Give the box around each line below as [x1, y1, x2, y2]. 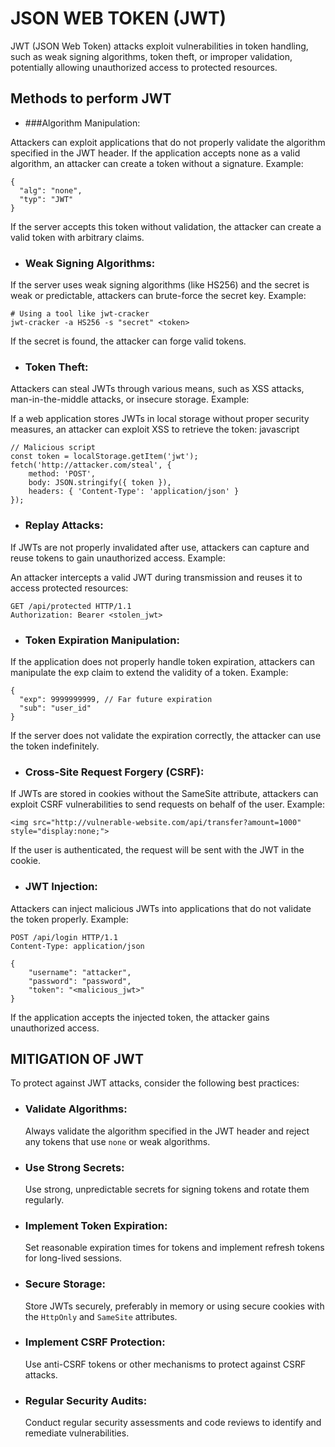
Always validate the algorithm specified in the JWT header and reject [24, 1125, 310, 1137]
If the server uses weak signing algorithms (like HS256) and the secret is [10, 279, 310, 291]
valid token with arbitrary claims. [10, 231, 145, 243]
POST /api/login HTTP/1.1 [10, 932, 118, 942]
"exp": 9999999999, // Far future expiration [19, 694, 213, 704]
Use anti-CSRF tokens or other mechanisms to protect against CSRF [24, 1358, 307, 1370]
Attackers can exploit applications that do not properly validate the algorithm [10, 136, 326, 148]
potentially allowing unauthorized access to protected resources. [10, 61, 278, 73]
